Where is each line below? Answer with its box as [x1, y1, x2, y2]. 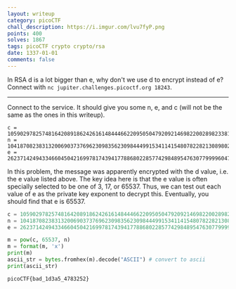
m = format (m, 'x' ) [7, 243, 65, 250]
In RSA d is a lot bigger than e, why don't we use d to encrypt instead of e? [7, 75, 223, 84]
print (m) [7, 250, 33, 257]
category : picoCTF [7, 17, 61, 24]
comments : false [7, 56, 55, 63]
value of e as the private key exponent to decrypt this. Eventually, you [7, 189, 209, 198]
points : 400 [7, 30, 42, 37]
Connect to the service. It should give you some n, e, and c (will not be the [7, 103, 223, 111]
